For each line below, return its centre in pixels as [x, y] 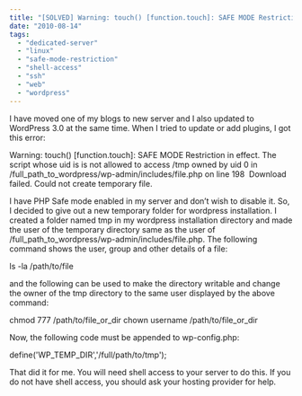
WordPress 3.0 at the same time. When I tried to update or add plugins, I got [150, 128]
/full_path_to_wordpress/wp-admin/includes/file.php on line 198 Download [148, 174]
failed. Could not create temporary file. [81, 183]
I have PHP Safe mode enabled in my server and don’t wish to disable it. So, [150, 201]
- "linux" [36, 51]
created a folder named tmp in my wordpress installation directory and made [151, 220]
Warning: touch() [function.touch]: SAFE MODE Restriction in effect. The [143, 154]
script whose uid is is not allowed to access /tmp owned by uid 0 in [133, 164]
